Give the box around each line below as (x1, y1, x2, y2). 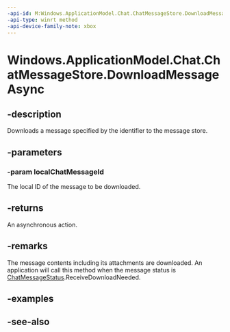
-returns (7, 203, 44, 214)
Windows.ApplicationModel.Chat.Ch (7, 52, 221, 68)
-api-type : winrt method (7, 16, 78, 23)
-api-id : (7, 10, 32, 17)
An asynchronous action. (7, 220, 77, 229)
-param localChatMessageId (7, 167, 105, 177)
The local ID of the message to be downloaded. (7, 183, 141, 191)
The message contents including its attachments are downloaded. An (7, 258, 203, 267)
